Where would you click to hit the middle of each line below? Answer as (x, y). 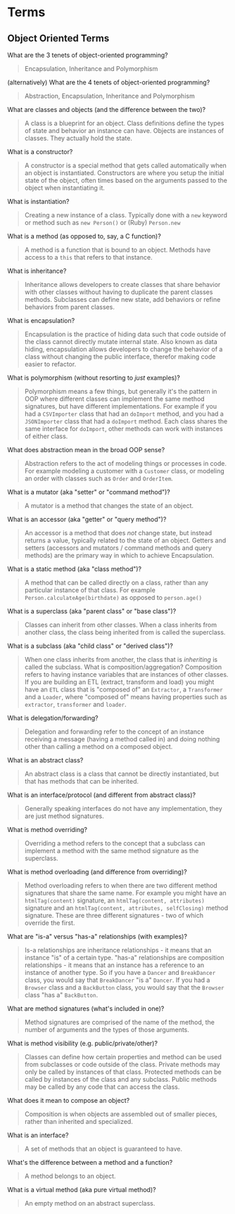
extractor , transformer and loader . (75, 704)
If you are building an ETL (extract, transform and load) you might (119, 682)
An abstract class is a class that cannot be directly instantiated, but (122, 774)
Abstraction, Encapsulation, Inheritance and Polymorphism (109, 96)
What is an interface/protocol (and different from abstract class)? (102, 795)
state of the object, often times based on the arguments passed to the (126, 180)
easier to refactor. (50, 364)
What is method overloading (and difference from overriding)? (97, 872)
